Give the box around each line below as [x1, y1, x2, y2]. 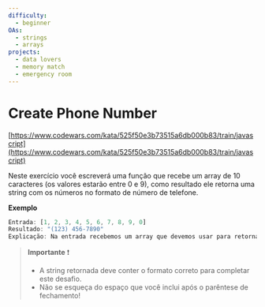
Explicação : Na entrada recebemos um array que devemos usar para [8, 233, 231, 241]
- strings [15, 33, 47, 42]
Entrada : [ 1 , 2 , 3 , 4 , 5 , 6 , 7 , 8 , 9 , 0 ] [8, 218, 147, 226]
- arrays [15, 41, 44, 49]
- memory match [15, 63, 65, 71]
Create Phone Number [8, 104, 158, 122]
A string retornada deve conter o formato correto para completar [39, 266, 250, 275]
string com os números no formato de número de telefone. [8, 187, 199, 197]
